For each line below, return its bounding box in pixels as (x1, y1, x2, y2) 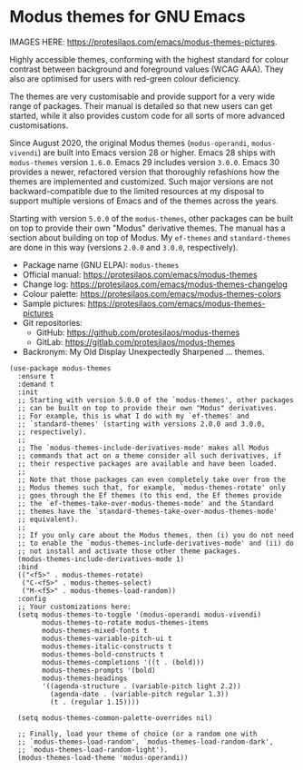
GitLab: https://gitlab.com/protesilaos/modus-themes (35, 336, 236, 347)
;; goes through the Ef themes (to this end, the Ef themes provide (17, 490, 282, 500)
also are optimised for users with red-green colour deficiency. (9, 73, 241, 84)
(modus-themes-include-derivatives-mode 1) (17, 554, 184, 564)
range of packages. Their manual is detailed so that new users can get (9, 100, 273, 111)
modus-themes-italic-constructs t (42, 642, 172, 651)
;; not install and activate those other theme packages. (17, 547, 242, 556)
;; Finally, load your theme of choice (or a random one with (17, 729, 258, 738)
